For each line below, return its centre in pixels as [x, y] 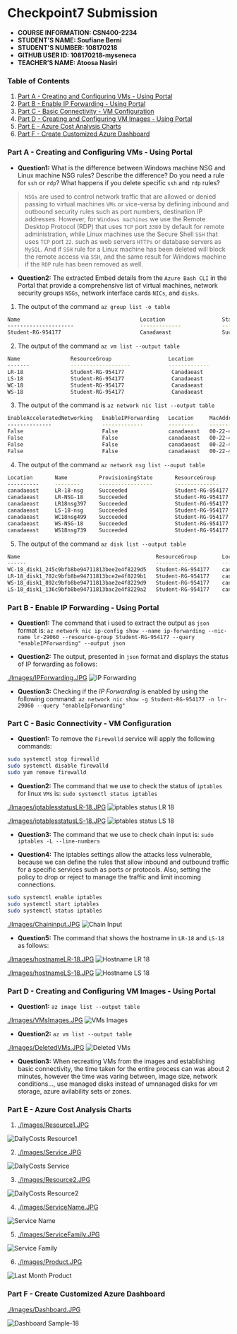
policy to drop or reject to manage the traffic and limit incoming [109, 877]
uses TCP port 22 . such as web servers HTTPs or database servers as [123, 241]
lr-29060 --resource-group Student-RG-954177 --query [114, 638]
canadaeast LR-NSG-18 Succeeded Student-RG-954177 [118, 497]
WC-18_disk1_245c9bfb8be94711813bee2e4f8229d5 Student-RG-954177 [109, 570]
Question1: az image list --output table [79, 1006]
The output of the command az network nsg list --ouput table [111, 464]
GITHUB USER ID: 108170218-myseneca [77, 55]
